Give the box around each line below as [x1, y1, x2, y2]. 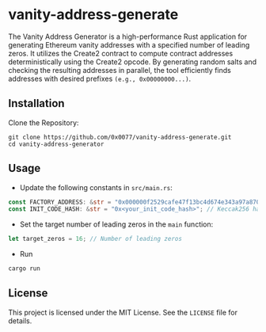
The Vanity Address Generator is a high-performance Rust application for [8, 32, 248, 41]
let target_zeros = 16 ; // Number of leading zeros [8, 235, 182, 243]
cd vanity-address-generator [8, 140, 104, 148]
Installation [8, 97, 65, 110]
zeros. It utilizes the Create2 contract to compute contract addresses [8, 48, 234, 58]
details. [8, 315, 32, 326]
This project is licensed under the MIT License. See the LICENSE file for [8, 307, 237, 317]
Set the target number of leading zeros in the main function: [19, 219, 214, 229]
